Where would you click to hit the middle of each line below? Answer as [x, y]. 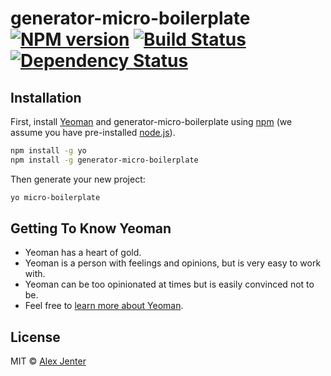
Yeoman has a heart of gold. [83, 253]
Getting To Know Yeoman [91, 228]
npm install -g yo [48, 151]
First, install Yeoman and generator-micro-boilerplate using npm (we [151, 121]
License [35, 337]
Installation [46, 97]
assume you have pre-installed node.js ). [93, 132]
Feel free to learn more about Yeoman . [104, 306]
